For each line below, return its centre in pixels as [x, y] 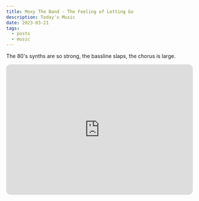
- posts [21, 34]
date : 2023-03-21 [28, 23]
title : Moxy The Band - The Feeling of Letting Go [70, 12]
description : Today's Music [41, 17]
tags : [13, 28]
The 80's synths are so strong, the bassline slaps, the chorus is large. [91, 56]
